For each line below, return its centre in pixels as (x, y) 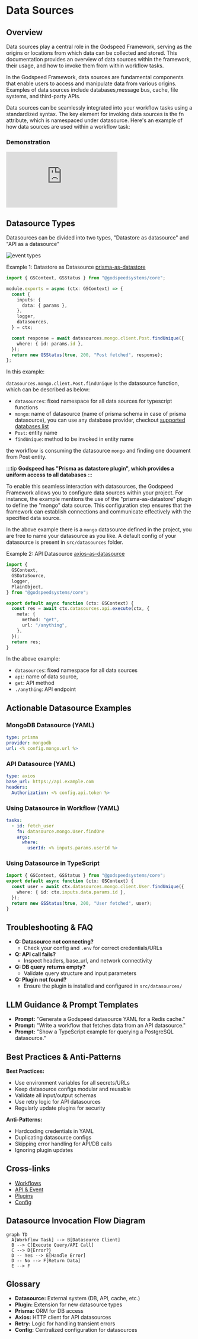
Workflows (28, 1183)
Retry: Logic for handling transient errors (65, 1324)
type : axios (21, 776)
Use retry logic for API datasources (58, 1102)
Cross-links (28, 1169)
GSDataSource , (29, 576)
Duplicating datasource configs (53, 1137)
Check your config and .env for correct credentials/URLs (93, 948)
